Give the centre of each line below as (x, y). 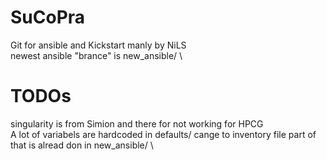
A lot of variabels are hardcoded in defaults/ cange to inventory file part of (163, 134)
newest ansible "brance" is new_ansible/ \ (96, 55)
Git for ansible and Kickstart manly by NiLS (98, 45)
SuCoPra (48, 17)
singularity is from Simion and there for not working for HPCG (137, 123)
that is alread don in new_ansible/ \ (82, 145)
